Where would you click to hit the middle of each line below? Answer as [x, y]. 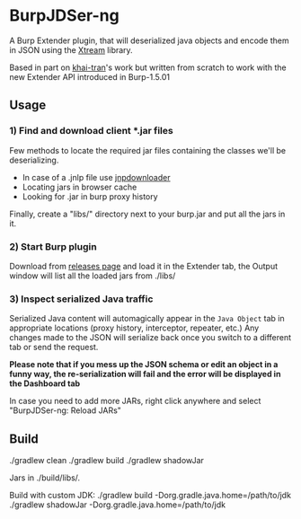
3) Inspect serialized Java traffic [81, 299]
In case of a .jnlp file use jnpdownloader [96, 177]
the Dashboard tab [45, 383]
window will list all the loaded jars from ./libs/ [93, 276]
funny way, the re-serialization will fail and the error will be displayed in [145, 374]
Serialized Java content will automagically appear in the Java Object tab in [147, 319]
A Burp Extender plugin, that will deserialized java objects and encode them [149, 40]
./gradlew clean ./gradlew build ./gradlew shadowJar [107, 461]
